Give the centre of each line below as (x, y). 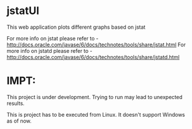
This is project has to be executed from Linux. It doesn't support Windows (96, 114)
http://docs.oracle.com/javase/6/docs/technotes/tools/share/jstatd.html (93, 57)
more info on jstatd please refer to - (49, 50)
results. (16, 103)
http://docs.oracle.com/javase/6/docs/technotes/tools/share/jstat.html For (96, 45)
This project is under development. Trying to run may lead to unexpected (95, 97)
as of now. (19, 121)
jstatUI (23, 11)
